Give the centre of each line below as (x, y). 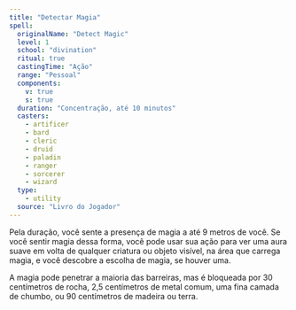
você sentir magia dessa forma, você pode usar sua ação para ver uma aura (148, 241)
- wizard (41, 182)
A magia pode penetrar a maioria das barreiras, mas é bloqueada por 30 (141, 277)
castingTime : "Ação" (55, 67)
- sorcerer (45, 174)
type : (27, 190)
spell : (21, 26)
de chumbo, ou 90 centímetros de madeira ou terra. (104, 296)
